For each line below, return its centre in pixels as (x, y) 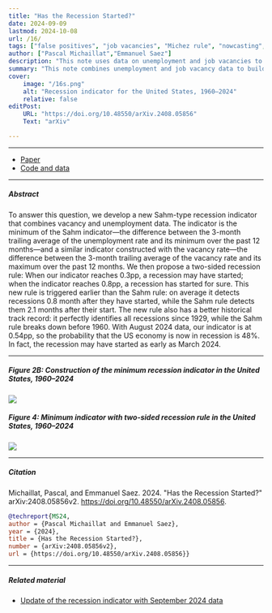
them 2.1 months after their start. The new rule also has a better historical (130, 309)
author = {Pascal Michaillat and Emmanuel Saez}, (94, 524)
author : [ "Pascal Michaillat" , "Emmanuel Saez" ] (90, 54)
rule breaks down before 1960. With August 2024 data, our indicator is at (130, 326)
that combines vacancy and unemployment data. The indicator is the (123, 223)
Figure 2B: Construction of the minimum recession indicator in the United (134, 370)
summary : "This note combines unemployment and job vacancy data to (126, 69)
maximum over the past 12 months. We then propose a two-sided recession (134, 266)
